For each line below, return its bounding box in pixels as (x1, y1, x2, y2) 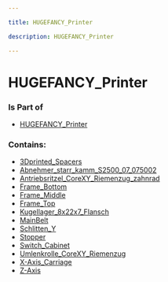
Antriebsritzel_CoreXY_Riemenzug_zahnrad (19, 174, 160, 184)
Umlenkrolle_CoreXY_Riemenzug (19, 249, 126, 258)
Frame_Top (19, 199, 56, 209)
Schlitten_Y (19, 224, 57, 233)
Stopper (19, 232, 46, 242)
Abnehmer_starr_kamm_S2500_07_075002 (19, 165, 157, 175)
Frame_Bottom (19, 182, 68, 191)
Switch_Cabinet (19, 241, 71, 250)
